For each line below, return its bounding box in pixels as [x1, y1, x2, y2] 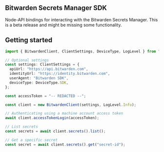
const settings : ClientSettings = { [5, 62, 80, 67]
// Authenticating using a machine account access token [5, 111, 123, 116]
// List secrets [5, 124, 38, 129]
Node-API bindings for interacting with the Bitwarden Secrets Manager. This [5, 17, 158, 22]
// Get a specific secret [5, 137, 58, 142]
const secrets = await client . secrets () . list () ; [5, 129, 106, 134]
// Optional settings [5, 58, 49, 63]
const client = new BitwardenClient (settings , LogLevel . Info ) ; [5, 102, 137, 107]
